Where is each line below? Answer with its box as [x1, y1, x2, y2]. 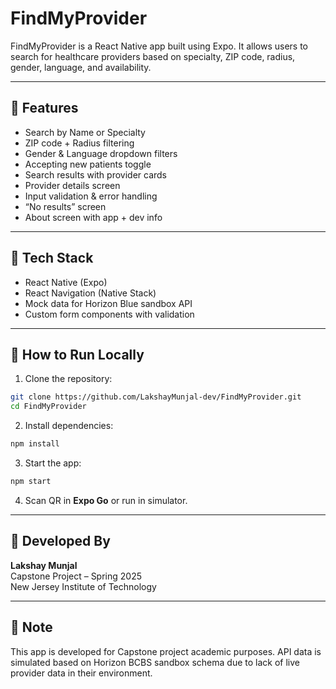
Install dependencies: [24, 420, 114, 432]
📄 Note [10, 619, 53, 636]
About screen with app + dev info [24, 211, 163, 223]
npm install [10, 439, 60, 449]
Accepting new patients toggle [24, 158, 152, 170]
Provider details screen [24, 179, 121, 191]
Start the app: [24, 457, 82, 469]
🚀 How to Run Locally [10, 346, 145, 363]
